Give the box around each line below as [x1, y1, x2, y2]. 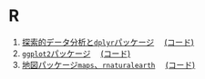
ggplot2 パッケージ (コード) [21, 47, 131, 59]
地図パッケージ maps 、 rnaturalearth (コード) [21, 59, 196, 70]
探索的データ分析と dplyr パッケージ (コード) [21, 36, 195, 47]
